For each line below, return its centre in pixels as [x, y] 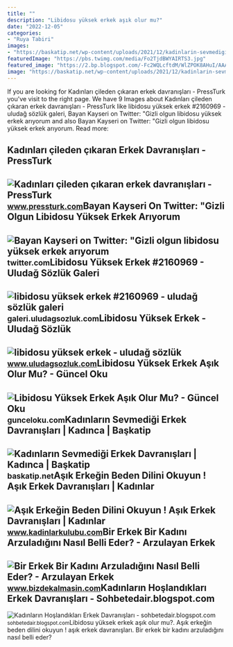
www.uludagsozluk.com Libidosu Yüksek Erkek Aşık [113, 364]
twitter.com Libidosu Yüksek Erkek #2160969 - [106, 262]
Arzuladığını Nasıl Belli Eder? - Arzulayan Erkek [111, 543]
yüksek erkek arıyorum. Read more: [58, 128]
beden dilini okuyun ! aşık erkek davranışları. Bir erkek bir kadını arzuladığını [115, 630]
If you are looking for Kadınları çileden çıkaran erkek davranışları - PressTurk [116, 92]
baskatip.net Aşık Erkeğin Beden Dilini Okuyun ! [107, 476]
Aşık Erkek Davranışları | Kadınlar [81, 486]
